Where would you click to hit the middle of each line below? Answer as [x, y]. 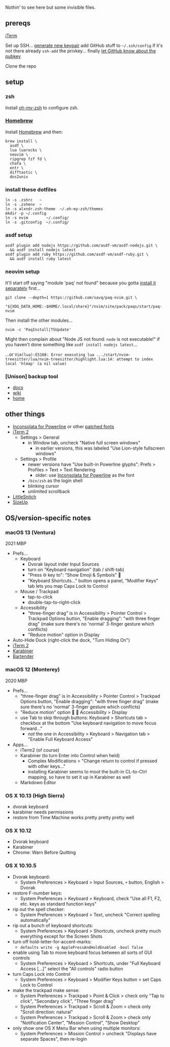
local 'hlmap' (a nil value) [36, 364]
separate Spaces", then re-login [54, 1039]
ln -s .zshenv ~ [24, 205]
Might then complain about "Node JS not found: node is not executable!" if [82, 339]
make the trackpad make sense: [46, 990]
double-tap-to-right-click [54, 603]
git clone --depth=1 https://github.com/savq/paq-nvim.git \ [71, 297]
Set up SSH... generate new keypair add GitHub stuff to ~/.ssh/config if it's [84, 45]
